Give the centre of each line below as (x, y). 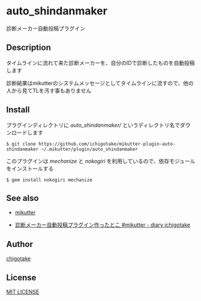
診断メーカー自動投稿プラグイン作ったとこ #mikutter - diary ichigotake (103, 225)
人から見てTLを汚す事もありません (49, 91)
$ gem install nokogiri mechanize (49, 180)
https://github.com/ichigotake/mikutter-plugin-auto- (107, 144)
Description (28, 48)
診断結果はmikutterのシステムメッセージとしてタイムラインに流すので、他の (100, 83)
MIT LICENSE (23, 292)
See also (22, 198)
